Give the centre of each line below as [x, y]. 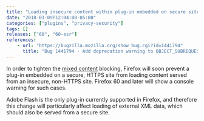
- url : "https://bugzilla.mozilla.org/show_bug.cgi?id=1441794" [100, 46]
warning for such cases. [36, 88]
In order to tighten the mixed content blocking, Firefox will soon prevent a [98, 68]
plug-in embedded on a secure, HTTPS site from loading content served [97, 75]
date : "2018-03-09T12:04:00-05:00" [51, 18]
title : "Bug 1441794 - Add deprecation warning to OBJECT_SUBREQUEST [112, 51]
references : [21, 40]
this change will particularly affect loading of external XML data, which [95, 106]
